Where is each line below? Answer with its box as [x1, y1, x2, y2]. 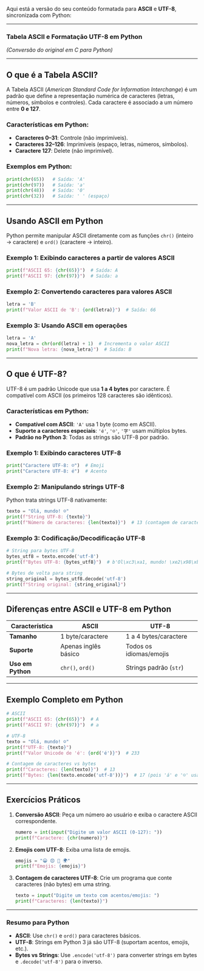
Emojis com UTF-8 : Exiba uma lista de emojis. [15, 846, 131, 853]
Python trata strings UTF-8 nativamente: [6, 496, 107, 504]
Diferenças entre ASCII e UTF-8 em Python [6, 604, 172, 614]
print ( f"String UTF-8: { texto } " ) [6, 514, 91, 520]
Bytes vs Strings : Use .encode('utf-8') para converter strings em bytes [15, 952, 197, 959]
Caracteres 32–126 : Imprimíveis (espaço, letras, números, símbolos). [15, 141, 188, 148]
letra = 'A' [6, 335, 36, 342]
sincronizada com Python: [6, 12, 72, 19]
